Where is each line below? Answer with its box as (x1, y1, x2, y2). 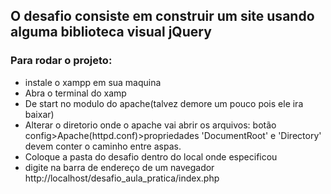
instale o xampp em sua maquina (24, 76, 162, 88)
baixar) (24, 108, 55, 120)
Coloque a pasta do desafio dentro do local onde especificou (24, 150, 278, 163)
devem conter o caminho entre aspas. (24, 140, 182, 152)
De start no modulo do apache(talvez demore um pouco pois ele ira (24, 97, 304, 109)
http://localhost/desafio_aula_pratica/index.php (24, 172, 220, 184)
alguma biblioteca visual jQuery (10, 24, 212, 41)
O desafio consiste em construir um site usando (10, 8, 315, 25)
